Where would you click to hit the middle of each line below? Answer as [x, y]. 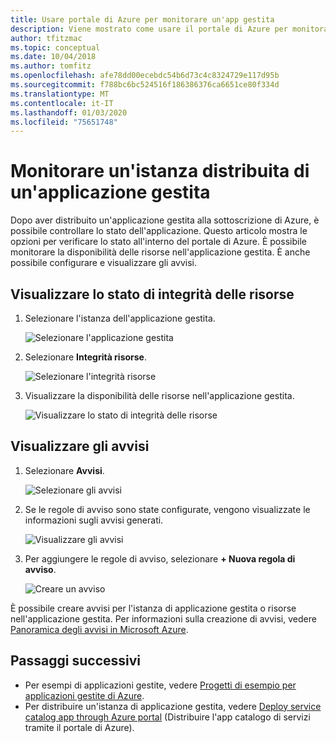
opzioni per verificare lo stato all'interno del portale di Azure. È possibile [158, 242]
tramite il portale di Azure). [79, 727]
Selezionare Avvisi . [64, 470]
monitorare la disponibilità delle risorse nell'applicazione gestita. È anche [160, 252]
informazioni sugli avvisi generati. [94, 520]
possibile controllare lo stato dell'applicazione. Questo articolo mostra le [159, 231]
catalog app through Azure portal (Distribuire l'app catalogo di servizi [167, 717]
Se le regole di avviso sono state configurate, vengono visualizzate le [167, 509]
